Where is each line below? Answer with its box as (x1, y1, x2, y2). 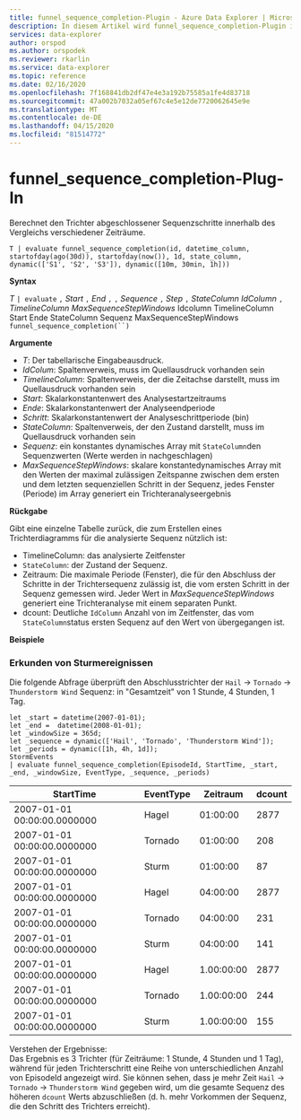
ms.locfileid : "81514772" (9, 130, 106, 139)
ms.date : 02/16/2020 (9, 80, 87, 89)
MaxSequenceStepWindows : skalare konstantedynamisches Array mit (21, 459, 282, 470)
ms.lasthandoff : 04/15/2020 (9, 122, 115, 131)
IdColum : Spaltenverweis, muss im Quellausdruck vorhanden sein (21, 364, 265, 375)
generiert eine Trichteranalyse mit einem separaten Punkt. (21, 598, 237, 608)
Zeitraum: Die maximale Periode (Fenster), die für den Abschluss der (21, 569, 276, 580)
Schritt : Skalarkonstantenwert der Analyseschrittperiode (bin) (21, 412, 250, 423)
